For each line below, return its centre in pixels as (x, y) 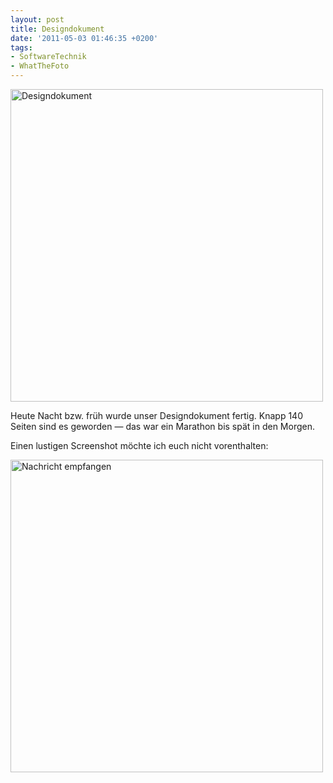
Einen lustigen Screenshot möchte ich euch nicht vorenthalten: (139, 445)
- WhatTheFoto (40, 66)
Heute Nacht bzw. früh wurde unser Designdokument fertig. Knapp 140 (156, 415)
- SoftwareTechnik (48, 57)
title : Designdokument (57, 29)
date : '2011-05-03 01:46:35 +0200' (84, 38)
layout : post (37, 19)
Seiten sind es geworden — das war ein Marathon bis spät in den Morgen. (163, 426)
